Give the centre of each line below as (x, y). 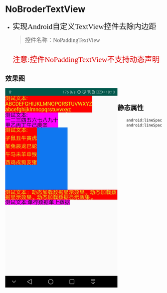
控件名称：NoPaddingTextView (63, 40)
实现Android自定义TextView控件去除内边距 (84, 26)
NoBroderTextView (45, 9)
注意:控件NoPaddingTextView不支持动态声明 (86, 59)
